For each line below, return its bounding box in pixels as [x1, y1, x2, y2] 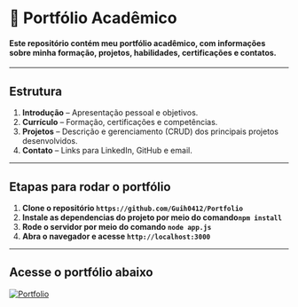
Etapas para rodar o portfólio [9, 179, 171, 194]
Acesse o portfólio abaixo [9, 265, 153, 280]
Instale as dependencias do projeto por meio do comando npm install [21, 212, 282, 223]
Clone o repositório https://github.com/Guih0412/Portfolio [21, 203, 244, 214]
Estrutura [9, 83, 63, 98]
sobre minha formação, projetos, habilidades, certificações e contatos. [9, 47, 277, 58]
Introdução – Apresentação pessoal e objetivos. [21, 107, 199, 118]
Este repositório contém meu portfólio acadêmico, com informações [9, 37, 266, 48]
